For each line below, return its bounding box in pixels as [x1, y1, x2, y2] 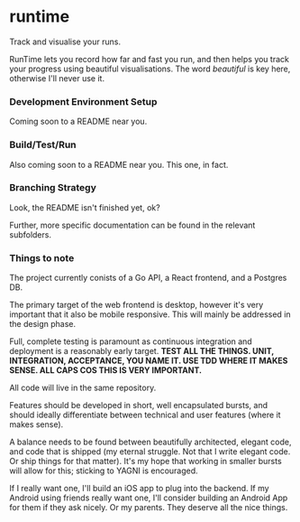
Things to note [9, 251, 75, 264]
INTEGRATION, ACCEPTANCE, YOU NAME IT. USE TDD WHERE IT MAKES [9, 355, 288, 367]
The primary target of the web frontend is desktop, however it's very [9, 300, 264, 311]
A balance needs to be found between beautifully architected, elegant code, [9, 436, 292, 448]
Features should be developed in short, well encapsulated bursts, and [9, 400, 268, 411]
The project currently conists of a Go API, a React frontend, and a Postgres [9, 273, 287, 284]
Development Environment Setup [9, 95, 158, 107]
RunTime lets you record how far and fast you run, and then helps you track [9, 53, 290, 64]
